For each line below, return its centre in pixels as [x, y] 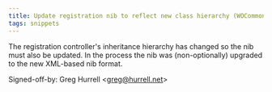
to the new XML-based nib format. [66, 63]
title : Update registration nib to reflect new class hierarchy [119, 16]
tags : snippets [34, 23]
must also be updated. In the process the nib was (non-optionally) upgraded [136, 55]
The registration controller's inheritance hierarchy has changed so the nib [131, 46]
